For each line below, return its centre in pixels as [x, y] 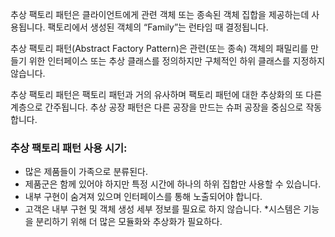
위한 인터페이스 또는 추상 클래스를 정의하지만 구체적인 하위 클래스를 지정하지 [177, 61]
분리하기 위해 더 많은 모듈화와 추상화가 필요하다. [129, 222]
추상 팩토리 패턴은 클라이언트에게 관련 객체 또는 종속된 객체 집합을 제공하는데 [160, 14]
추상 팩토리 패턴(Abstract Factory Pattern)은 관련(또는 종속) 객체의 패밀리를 [159, 48]
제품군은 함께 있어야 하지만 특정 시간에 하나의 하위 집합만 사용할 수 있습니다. [173, 184]
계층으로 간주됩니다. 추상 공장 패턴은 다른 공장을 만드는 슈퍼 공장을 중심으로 [157, 107]
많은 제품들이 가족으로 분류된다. [86, 172]
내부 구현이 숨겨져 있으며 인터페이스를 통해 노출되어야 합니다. [143, 197]
